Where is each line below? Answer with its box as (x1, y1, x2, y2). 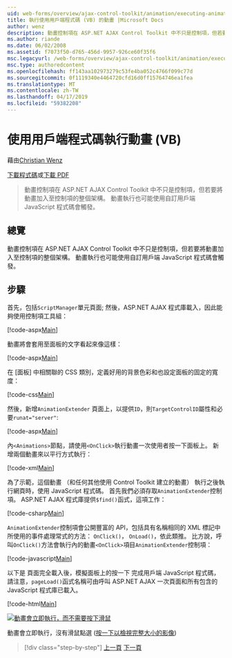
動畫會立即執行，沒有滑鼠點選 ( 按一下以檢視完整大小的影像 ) (7, 629, 177, 637)
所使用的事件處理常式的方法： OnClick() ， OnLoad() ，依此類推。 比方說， (7, 532, 216, 541)
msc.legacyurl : (7, 55, 51, 62)
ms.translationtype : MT (7, 81, 76, 88)
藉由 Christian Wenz (7, 156, 63, 164)
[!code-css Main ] (7, 391, 55, 399)
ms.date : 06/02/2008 (7, 42, 67, 49)
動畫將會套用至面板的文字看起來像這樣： (7, 340, 122, 349)
